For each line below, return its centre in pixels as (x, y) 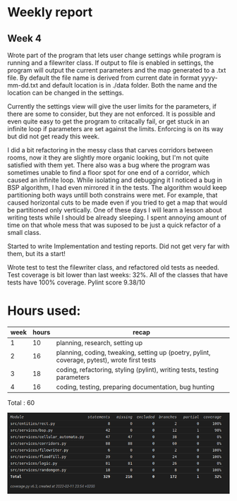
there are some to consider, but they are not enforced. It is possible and (111, 114)
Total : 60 (21, 402)
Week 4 (25, 38)
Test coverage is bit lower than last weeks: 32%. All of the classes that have (117, 275)
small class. (24, 233)
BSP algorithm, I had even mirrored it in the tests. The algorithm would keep (117, 187)
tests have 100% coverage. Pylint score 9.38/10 (77, 282)
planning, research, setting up (99, 342)
